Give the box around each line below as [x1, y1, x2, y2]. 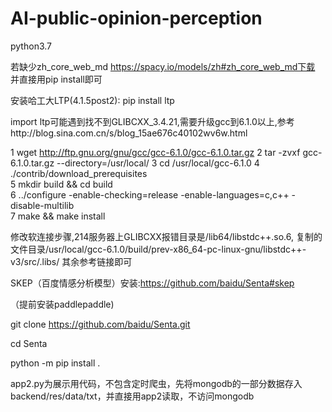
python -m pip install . [10, 357, 101, 369]
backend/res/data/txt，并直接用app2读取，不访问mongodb [10, 390, 255, 402]
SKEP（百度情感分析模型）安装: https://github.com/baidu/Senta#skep [10, 277, 295, 289]
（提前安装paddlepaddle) [10, 298, 115, 310]
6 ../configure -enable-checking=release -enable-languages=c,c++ [10, 188, 290, 201]
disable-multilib [10, 199, 75, 211]
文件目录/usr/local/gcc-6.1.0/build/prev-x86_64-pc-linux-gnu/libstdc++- [10, 243, 307, 255]
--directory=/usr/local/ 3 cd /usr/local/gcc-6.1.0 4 [56, 157, 260, 169]
